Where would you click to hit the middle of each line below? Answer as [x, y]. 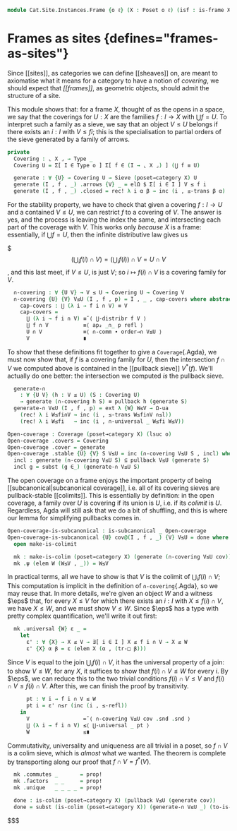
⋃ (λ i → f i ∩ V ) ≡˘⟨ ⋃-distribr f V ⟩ [86, 319]
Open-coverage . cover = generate [56, 447]
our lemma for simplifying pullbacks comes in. [74, 518]
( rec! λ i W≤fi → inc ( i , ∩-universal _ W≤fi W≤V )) [102, 421]
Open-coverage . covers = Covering [58, 441]
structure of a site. [34, 95]
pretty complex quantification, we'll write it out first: [82, 616]
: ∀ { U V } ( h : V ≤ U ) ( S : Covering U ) [80, 395]
